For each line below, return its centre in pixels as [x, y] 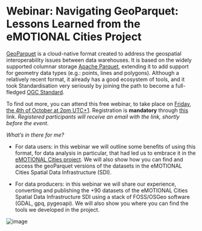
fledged [16, 92]
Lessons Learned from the [73, 24]
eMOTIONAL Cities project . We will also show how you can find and [99, 159]
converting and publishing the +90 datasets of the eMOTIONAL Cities [101, 190]
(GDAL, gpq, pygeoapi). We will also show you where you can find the [102, 203]
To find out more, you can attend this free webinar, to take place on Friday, [99, 103]
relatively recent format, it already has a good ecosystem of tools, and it [96, 79]
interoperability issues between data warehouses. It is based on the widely [99, 60]
